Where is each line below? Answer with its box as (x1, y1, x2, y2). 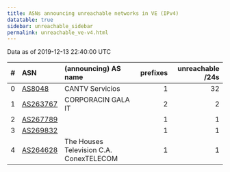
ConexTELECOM (64, 154, 118, 164)
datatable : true (7, 16, 53, 23)
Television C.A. (64, 145, 113, 155)
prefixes (140, 68, 168, 78)
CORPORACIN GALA (64, 95, 130, 104)
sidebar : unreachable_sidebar (7, 23, 94, 29)
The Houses (64, 137, 104, 147)
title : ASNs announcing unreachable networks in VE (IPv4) (7, 10, 179, 17)
